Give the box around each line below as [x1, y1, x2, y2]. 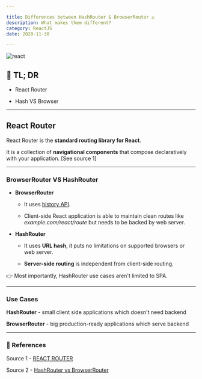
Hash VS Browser [14, 97, 59, 105]
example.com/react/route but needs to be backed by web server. [23, 219, 185, 226]
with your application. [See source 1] [6, 155, 97, 162]
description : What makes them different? [6, 19, 112, 26]
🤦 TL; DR [6, 70, 39, 80]
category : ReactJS [6, 25, 52, 31]
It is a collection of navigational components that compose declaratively [6, 148, 187, 155]
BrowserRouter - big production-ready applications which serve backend [6, 320, 189, 328]
